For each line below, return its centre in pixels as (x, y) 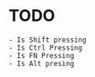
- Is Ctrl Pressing (46, 48)
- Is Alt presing (42, 63)
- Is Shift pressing (48, 40)
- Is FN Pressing (42, 55)
